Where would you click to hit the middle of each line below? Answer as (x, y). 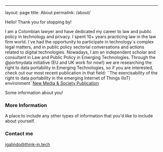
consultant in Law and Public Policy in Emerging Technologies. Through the (81, 57)
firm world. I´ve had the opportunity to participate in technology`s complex (80, 42)
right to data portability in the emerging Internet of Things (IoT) (68, 78)
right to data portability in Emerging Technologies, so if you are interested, (79, 68)
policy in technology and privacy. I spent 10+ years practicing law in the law (81, 37)
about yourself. (20, 121)
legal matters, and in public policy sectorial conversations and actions (75, 47)
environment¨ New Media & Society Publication (52, 83)
